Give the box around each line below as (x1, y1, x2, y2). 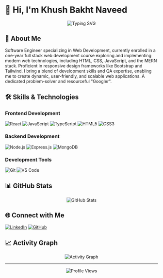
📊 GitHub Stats (5, 182, 52, 190)
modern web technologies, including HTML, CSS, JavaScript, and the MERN (5, 58, 157, 64)
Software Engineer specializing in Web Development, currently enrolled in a (5, 47, 156, 53)
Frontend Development (5, 110, 61, 117)
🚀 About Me (5, 34, 41, 43)
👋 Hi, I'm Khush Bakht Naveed (5, 4, 128, 16)
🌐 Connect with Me (5, 211, 65, 220)
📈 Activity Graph (5, 239, 58, 247)
